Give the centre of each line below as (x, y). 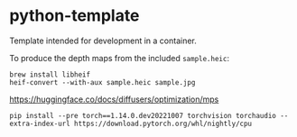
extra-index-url (40, 123)
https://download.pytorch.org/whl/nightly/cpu (163, 123)
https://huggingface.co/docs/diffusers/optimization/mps (114, 99)
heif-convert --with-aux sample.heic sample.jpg (102, 82)
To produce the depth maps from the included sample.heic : (120, 58)
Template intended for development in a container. (103, 41)
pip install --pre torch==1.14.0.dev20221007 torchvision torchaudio (143, 115)
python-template (74, 16)
